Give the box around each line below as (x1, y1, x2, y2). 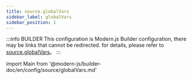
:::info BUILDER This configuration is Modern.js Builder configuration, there (6, 36, 187, 43)
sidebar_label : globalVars (6, 14, 72, 20)
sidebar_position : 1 (6, 19, 57, 25)
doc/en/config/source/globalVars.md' (6, 67, 97, 74)
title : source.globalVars (6, 8, 69, 15)
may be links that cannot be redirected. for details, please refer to (6, 42, 164, 49)
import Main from (6, 60, 48, 67)
